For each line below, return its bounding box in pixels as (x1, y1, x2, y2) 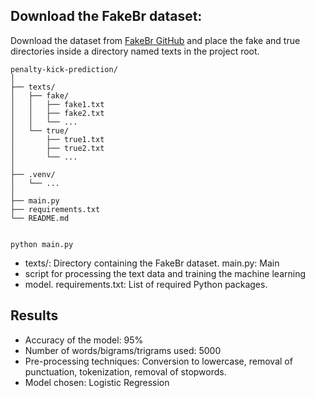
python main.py (10, 239, 74, 249)
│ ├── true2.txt (10, 143, 105, 153)
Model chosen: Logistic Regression (24, 376, 170, 388)
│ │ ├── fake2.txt (10, 108, 105, 118)
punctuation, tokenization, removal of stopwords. (24, 365, 227, 378)
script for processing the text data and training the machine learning (24, 267, 307, 279)
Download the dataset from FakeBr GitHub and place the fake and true (10, 34, 301, 46)
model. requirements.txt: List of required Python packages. (24, 278, 268, 290)
